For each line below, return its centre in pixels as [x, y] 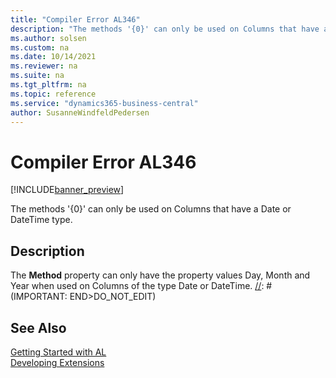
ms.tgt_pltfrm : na [48, 85]
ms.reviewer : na [44, 66]
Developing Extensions [57, 362]
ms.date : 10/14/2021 [53, 57]
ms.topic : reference [53, 94]
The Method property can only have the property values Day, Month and [160, 275]
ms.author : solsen [48, 38]
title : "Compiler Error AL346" [75, 19]
